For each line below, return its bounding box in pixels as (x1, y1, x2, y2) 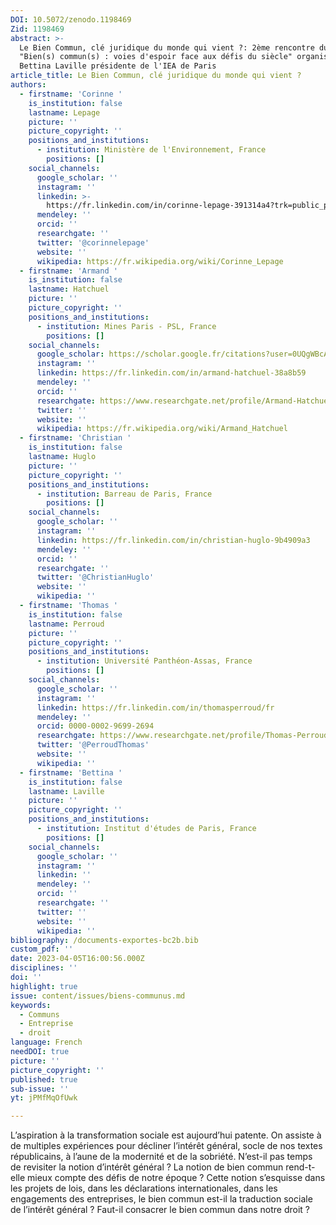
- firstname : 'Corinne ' (19, 89, 123, 99)
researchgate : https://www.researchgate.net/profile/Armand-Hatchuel (36, 396, 333, 406)
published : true (10, 1074, 78, 1085)
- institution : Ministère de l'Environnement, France (36, 145, 267, 155)
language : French (10, 1037, 83, 1048)
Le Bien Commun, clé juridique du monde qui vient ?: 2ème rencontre (19, 42, 315, 53)
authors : (10, 80, 47, 90)
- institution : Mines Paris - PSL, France (36, 321, 217, 331)
